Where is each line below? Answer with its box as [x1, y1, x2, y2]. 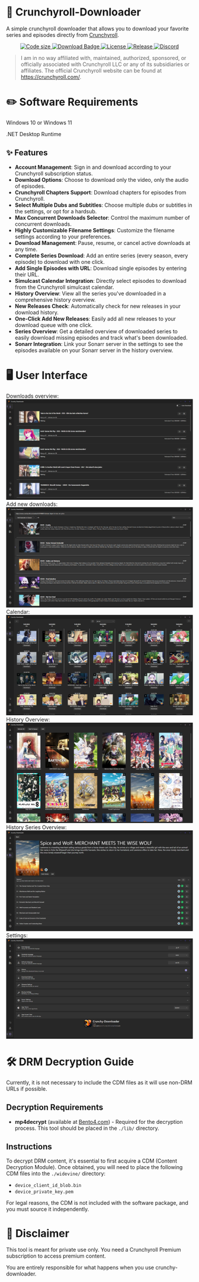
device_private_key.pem [14, 1189, 74, 1195]
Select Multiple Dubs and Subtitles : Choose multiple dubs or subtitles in [14, 201, 192, 209]
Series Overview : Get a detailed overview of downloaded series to [14, 327, 178, 335]
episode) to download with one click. [14, 258, 105, 265]
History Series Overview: [6, 824, 67, 831]
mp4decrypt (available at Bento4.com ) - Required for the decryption [14, 1118, 183, 1125]
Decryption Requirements [6, 1103, 104, 1113]
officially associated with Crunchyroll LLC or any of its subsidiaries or [20, 61, 190, 68]
